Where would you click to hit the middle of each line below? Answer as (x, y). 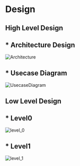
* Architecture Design (40, 45)
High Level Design (34, 28)
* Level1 (18, 146)
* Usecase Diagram (36, 73)
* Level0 (19, 118)
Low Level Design (33, 101)
